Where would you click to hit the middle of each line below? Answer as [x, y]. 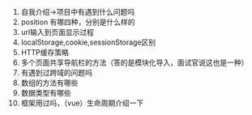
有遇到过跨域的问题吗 [56, 72]
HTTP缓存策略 [45, 52]
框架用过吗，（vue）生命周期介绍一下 [82, 103]
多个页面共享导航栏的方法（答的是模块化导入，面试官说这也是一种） [135, 62]
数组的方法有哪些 [49, 83]
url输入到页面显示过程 [57, 32]
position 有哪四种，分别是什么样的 [78, 22]
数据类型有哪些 [46, 93]
